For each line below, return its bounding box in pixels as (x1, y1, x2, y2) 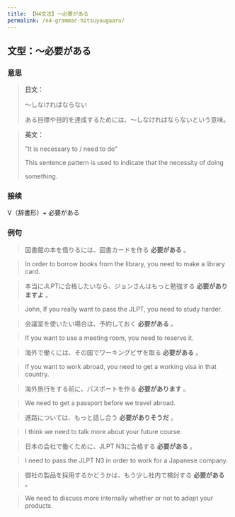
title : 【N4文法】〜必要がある (7, 10, 89, 18)
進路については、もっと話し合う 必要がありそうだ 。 (24, 413, 177, 421)
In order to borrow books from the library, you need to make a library (24, 259, 225, 268)
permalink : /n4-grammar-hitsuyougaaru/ (7, 17, 125, 24)
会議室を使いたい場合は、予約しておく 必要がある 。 (24, 319, 177, 328)
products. (24, 501, 53, 510)
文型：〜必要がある (7, 45, 91, 57)
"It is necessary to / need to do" (24, 144, 118, 153)
